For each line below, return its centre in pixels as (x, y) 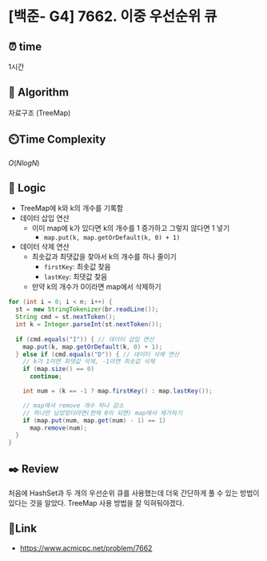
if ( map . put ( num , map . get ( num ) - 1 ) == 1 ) (94, 420)
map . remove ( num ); (58, 428)
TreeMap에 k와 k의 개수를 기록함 (72, 208)
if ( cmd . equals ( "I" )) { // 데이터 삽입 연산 (85, 339)
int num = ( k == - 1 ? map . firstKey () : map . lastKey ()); (118, 391)
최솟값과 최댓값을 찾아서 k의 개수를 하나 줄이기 (104, 256)
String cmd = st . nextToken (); (66, 317)
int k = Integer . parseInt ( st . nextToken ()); (89, 325)
